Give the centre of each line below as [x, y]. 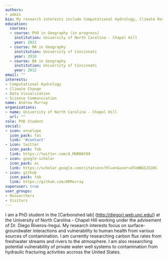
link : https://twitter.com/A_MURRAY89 [50, 154]
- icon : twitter [22, 145]
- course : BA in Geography [38, 61]
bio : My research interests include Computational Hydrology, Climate [80, 19]
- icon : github [21, 172]
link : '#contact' [28, 140]
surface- [136, 225]
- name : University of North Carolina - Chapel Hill [61, 112]
